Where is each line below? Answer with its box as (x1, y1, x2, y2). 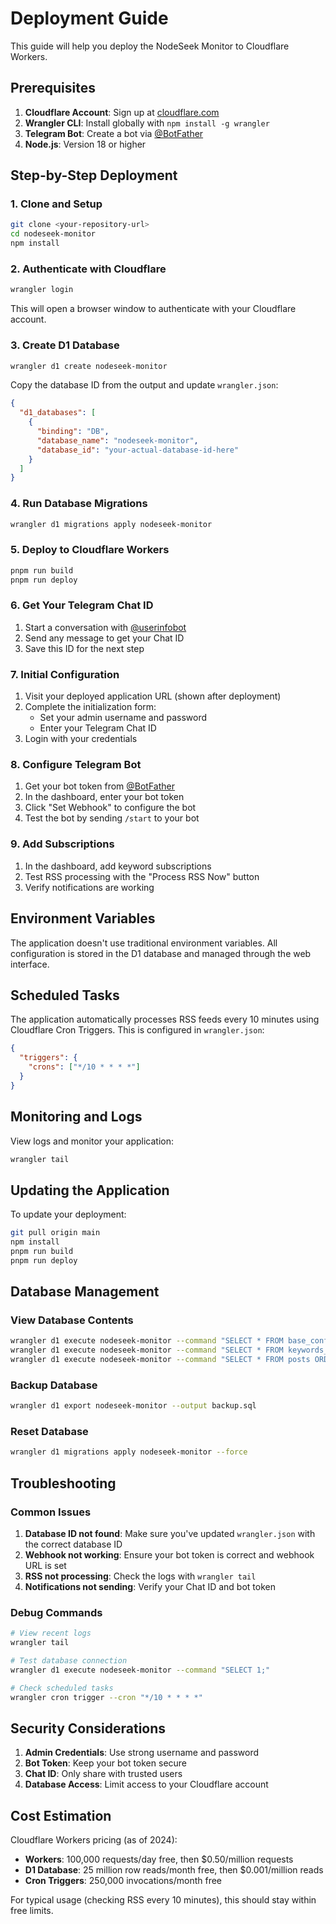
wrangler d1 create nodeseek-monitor (10, 361, 168, 371)
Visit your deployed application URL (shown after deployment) (24, 690, 282, 702)
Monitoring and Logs (10, 1108, 143, 1126)
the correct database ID (24, 1538, 123, 1551)
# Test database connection (10, 1656, 128, 1666)
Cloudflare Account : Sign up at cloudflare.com (24, 106, 220, 118)
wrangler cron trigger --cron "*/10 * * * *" (10, 1692, 203, 1702)
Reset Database (10, 1425, 89, 1439)
